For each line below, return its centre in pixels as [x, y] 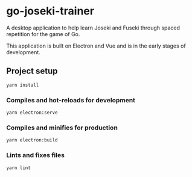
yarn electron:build [32, 140]
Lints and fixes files [36, 155]
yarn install [23, 85]
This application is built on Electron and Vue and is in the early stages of [96, 46]
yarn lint [19, 168]
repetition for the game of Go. [43, 34]
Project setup [32, 71]
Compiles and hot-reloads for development [71, 100]
